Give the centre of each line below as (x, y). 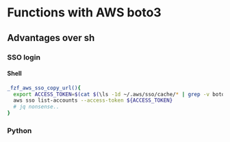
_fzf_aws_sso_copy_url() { (44, 88)
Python (20, 131)
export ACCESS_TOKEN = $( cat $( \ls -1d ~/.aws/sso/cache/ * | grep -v (112, 94)
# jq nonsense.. (36, 107)
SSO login (24, 57)
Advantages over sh (51, 38)
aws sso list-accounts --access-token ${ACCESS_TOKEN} (93, 100)
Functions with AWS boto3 (85, 13)
